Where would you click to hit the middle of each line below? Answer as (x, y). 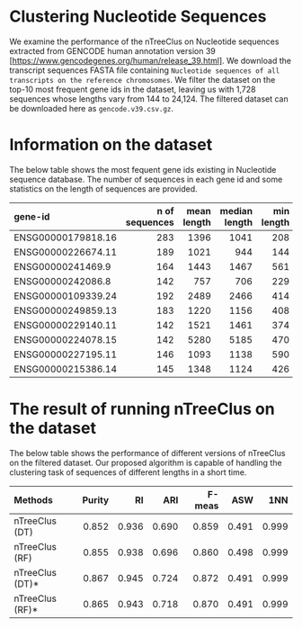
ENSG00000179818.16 (66, 238)
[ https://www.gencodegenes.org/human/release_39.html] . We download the (151, 60)
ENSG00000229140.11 (66, 325)
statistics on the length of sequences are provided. (103, 188)
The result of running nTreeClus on (142, 409)
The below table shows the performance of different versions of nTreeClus (147, 453)
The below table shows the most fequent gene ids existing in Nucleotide (143, 169)
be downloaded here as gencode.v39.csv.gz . (91, 108)
